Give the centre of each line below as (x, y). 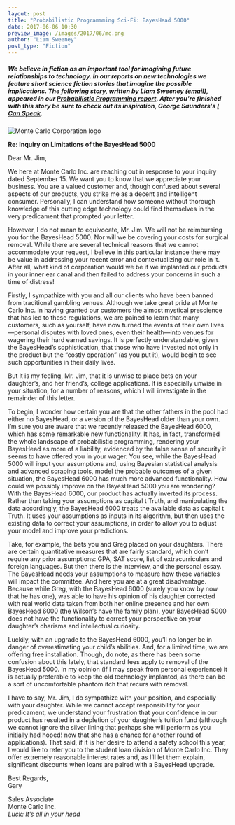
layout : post (27, 14)
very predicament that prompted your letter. (71, 216)
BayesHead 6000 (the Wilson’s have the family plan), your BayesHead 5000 (117, 611)
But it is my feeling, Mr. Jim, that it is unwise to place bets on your (102, 376)
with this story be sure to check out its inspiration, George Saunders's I (114, 106)
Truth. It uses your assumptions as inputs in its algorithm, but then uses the (116, 516)
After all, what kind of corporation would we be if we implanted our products (118, 267)
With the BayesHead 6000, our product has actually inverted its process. (113, 493)
